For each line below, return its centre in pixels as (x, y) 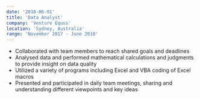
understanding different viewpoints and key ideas (77, 89)
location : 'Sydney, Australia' (45, 28)
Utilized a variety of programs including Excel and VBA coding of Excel (103, 70)
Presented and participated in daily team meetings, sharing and (94, 83)
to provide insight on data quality (56, 64)
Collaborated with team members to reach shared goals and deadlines (102, 51)
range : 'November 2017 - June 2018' (52, 34)
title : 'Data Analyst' (35, 17)
